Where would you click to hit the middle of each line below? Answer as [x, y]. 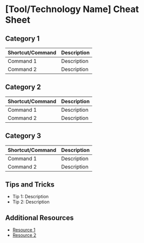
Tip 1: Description [31, 197]
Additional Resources [39, 218]
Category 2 [23, 87]
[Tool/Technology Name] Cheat [72, 9]
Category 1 [23, 38]
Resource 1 [24, 230]
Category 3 [23, 136]
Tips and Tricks [30, 185]
